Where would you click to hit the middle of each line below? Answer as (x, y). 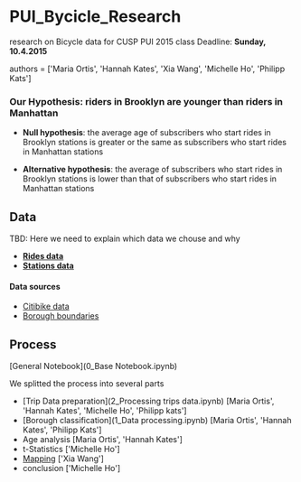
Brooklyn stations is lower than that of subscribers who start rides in (150, 179)
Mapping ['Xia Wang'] (63, 459)
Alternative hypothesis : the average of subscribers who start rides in (152, 170)
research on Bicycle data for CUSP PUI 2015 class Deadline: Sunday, (138, 42)
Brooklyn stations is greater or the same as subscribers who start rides (155, 143)
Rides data (43, 256)
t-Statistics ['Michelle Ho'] (71, 450)
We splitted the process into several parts (87, 384)
